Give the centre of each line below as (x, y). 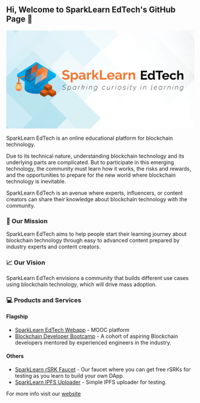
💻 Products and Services (44, 300)
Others (15, 356)
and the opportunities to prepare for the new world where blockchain (91, 175)
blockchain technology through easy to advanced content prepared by (93, 241)
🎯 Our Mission (27, 222)
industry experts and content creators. (53, 247)
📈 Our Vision (26, 263)
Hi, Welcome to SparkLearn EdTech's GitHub (91, 10)
